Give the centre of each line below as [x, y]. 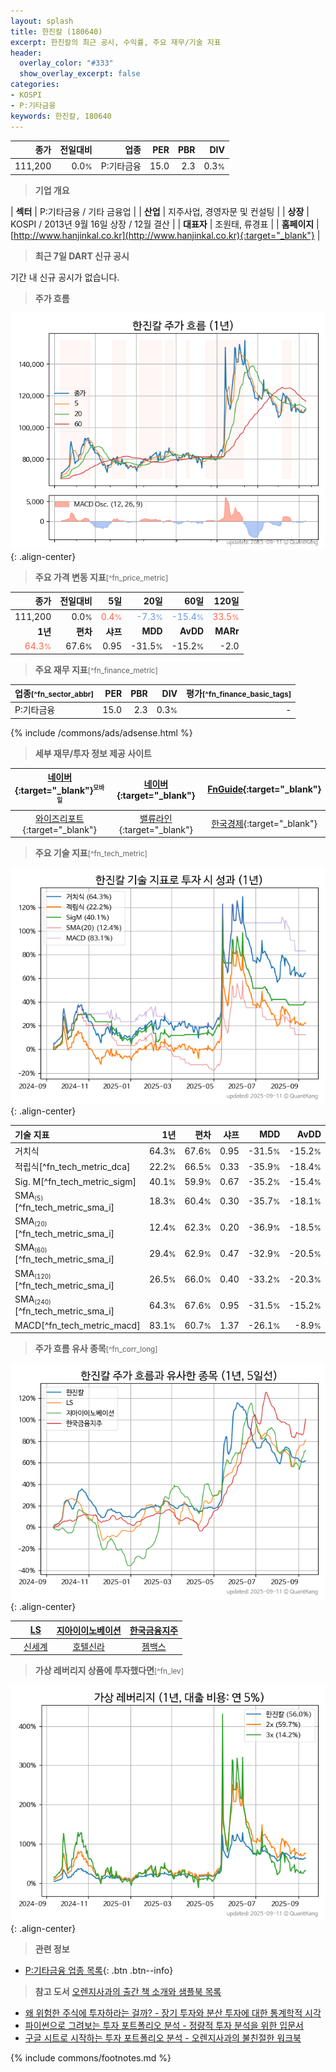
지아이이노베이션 [89, 1630]
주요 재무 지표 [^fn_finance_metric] [96, 669]
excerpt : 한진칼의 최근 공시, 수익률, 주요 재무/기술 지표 [116, 42]
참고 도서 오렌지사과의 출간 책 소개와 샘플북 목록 [128, 1992]
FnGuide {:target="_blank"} [264, 789]
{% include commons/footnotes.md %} [91, 2058]
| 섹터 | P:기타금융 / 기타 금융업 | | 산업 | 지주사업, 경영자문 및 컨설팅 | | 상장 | [160, 211]
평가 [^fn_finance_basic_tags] [239, 693]
